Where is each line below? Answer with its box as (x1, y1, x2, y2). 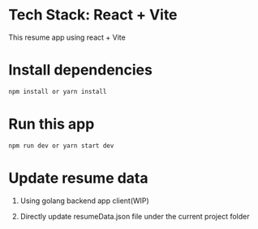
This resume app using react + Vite (8, 32, 126, 42)
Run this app (8, 115, 95, 133)
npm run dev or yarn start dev (8, 142, 114, 150)
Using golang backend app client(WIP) (19, 196, 150, 206)
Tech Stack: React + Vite (8, 6, 178, 24)
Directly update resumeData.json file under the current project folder (19, 211, 250, 221)
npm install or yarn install (8, 87, 107, 95)
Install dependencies (8, 61, 153, 79)
